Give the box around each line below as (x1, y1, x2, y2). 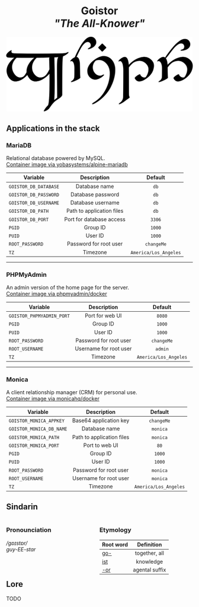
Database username (70, 199, 120, 206)
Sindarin (6, 501, 38, 512)
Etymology (99, 526, 131, 534)
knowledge (136, 558, 163, 565)
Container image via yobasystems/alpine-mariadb (6, 161, 129, 168)
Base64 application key (72, 417, 130, 424)
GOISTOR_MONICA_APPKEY (8, 418, 65, 424)
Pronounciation (6, 526, 52, 534)
